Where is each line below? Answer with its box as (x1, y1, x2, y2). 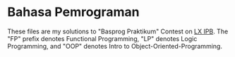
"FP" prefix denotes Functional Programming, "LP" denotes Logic (7, 34, 198, 42)
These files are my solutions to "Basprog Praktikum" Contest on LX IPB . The (7, 27, 229, 35)
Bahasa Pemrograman (7, 4, 140, 20)
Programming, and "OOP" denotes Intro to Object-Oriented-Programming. (7, 42, 222, 50)
